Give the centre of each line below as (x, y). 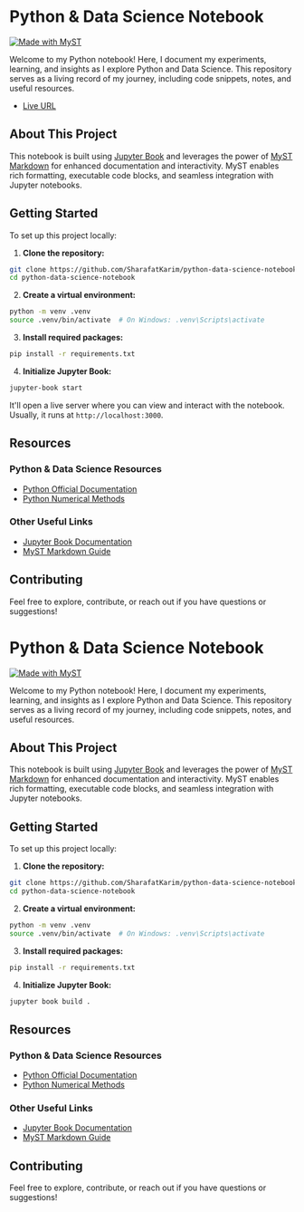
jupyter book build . (50, 1001)
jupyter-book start (46, 388)
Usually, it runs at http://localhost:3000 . (86, 415)
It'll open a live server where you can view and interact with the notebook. (147, 405)
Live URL (39, 105)
